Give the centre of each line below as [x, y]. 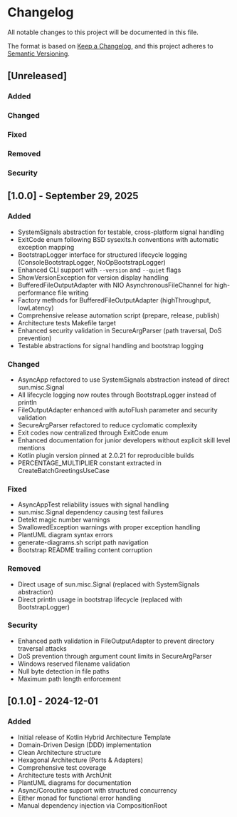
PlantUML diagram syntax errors [65, 535]
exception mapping [46, 247]
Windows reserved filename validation [74, 664]
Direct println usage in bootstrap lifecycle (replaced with [100, 599]
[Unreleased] [37, 76]
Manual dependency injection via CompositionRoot [92, 805]
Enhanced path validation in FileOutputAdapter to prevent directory [116, 641]
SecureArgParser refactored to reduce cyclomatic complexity [107, 425]
